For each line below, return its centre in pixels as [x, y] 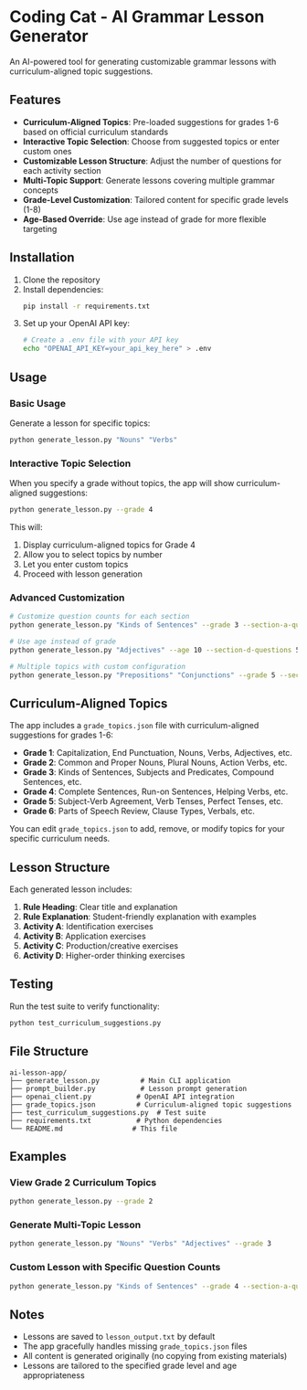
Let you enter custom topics [75, 564]
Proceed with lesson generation [83, 574]
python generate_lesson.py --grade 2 [81, 1202]
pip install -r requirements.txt [86, 306]
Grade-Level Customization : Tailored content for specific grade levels [156, 199]
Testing [32, 984]
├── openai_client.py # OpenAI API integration [122, 1097]
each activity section [62, 170]
